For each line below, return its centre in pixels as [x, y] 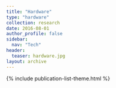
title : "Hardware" [29, 12]
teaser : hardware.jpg [39, 56]
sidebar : [17, 39]
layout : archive [26, 61]
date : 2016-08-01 [28, 28]
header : [16, 51]
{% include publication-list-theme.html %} [58, 78]
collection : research [33, 23]
